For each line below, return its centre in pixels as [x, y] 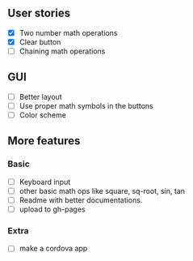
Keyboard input [45, 182]
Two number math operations [68, 32]
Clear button [40, 42]
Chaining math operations [62, 51]
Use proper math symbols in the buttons [86, 105]
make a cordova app [53, 248]
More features [44, 141]
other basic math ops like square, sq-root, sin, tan [102, 190]
